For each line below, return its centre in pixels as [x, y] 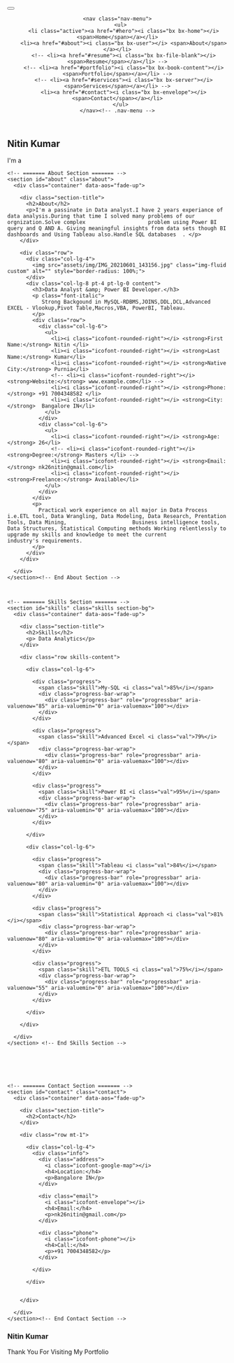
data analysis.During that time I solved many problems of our [101, 216]
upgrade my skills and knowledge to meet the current [87, 535]
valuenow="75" [28, 811]
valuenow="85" [28, 706]
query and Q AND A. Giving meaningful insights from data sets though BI [117, 229]
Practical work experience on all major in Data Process [123, 510]
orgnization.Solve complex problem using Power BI [112, 223]
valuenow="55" [28, 988]
